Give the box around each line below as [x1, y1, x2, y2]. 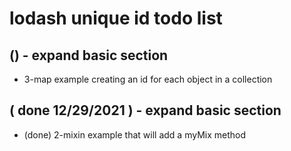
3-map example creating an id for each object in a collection [23, 73, 273, 85]
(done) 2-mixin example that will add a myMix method [23, 128, 246, 141]
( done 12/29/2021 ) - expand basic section [9, 102, 282, 119]
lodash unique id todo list [9, 7, 223, 30]
